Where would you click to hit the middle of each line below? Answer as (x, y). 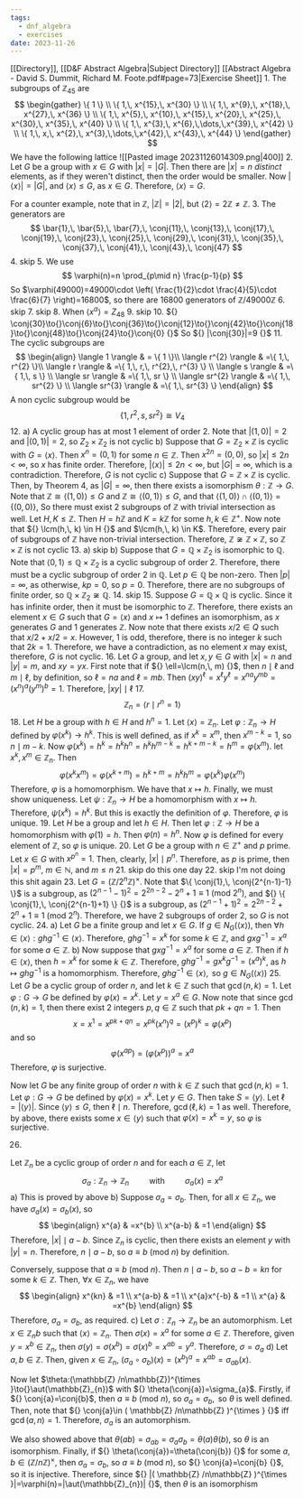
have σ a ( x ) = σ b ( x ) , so (51, 1210)
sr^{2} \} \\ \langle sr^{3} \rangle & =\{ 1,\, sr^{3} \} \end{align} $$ (152, 386)
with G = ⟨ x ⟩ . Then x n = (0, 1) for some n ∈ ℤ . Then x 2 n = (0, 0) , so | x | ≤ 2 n (150, 454)
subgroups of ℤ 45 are (50, 89)
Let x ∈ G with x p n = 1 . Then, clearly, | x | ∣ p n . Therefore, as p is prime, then (150, 857)
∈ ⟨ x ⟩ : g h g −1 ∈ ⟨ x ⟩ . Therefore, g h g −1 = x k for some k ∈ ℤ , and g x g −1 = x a (149, 937)
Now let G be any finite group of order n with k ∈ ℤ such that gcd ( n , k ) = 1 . (149, 1085)
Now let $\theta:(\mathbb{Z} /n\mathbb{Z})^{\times (106, 1379)
